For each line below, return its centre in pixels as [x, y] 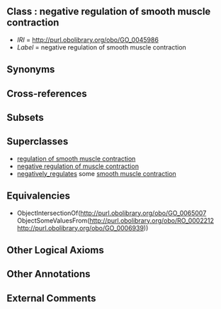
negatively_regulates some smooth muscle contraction [96, 173]
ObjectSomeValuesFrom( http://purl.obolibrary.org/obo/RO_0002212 [115, 220]
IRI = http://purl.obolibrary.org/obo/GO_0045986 [87, 40]
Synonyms [31, 70]
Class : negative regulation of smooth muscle [109, 12]
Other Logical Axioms [55, 250]
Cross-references [47, 94]
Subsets [25, 117]
